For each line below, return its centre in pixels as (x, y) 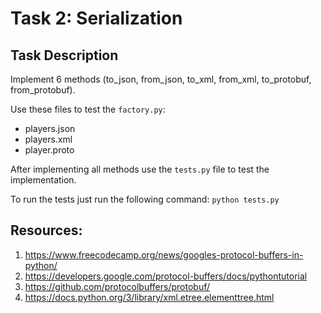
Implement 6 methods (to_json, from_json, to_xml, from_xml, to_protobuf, (161, 79)
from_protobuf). (43, 90)
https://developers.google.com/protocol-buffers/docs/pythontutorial (166, 276)
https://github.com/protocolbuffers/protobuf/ (117, 286)
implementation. (43, 180)
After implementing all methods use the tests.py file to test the (140, 169)
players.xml (48, 139)
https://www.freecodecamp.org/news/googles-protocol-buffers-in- (164, 254)
